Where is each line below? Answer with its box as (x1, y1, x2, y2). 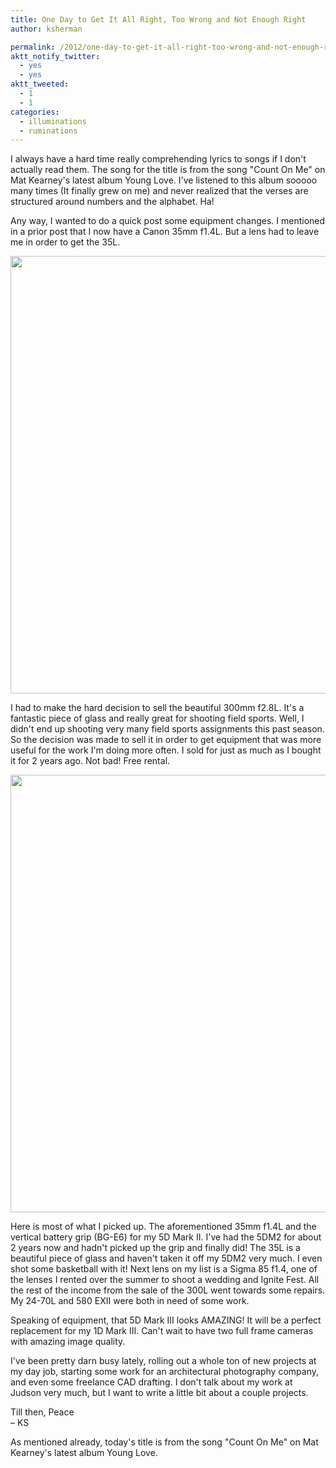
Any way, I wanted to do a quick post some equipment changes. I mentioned (10, 215, 326, 227)
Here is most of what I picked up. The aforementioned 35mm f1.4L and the (10, 1221, 317, 1233)
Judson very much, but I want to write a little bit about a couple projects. (10, 1387, 309, 1399)
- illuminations (19, 116, 87, 126)
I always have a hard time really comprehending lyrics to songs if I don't (10, 153, 307, 165)
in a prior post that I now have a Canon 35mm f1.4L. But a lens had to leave (10, 226, 320, 238)
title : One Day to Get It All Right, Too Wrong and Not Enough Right (10, 14, 307, 25)
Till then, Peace (10, 1406, 75, 1418)
